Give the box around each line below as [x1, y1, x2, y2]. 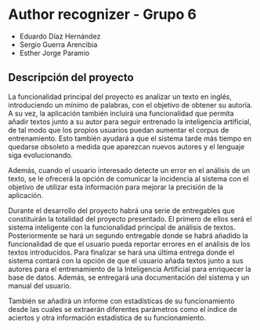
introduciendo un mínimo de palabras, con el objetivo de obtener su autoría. [8, 100, 253, 109]
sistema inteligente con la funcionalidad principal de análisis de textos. [8, 222, 237, 232]
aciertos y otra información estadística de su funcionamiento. [8, 313, 206, 322]
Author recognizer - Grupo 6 [8, 5, 197, 24]
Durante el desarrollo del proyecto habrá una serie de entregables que [8, 206, 235, 215]
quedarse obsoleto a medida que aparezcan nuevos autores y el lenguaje [8, 141, 245, 151]
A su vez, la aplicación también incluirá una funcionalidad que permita [8, 108, 234, 118]
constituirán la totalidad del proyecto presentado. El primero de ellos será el [8, 214, 252, 223]
